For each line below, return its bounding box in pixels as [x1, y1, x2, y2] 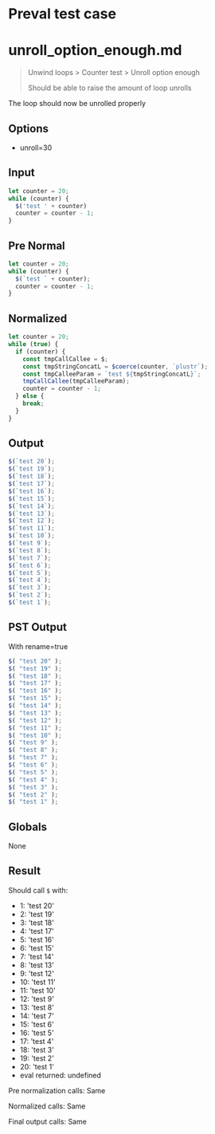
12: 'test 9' [19, 994, 54, 1003]
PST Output [8, 620, 68, 634]
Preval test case [8, 5, 117, 23]
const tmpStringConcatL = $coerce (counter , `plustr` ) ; [22, 362, 209, 371]
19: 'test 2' [19, 1053, 54, 1063]
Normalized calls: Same [8, 1101, 86, 1111]
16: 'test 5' [19, 1028, 54, 1038]
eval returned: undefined [19, 1070, 102, 1080]
